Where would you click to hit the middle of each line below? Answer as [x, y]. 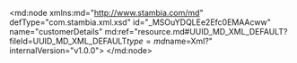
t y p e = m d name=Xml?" [170, 41]
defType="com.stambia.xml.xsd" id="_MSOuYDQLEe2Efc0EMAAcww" [140, 22]
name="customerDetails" [56, 31]
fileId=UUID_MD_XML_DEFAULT [68, 41]
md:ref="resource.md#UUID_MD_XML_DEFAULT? [196, 31]
